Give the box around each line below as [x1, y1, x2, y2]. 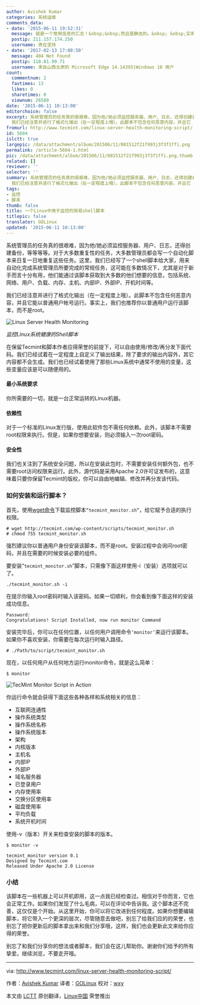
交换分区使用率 [14, 795, 52, 803]
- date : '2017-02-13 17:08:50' [6, 48, 84, 54]
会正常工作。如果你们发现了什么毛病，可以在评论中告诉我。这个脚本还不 [6, 900, 183, 907]
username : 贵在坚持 [11, 42, 57, 48]
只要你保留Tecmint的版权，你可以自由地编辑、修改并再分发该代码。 [16, 475, 183, 482]
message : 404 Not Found [11, 53, 70, 59]
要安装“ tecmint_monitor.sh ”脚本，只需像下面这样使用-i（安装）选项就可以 [6, 562, 188, 569]
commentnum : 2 [11, 75, 46, 81]
